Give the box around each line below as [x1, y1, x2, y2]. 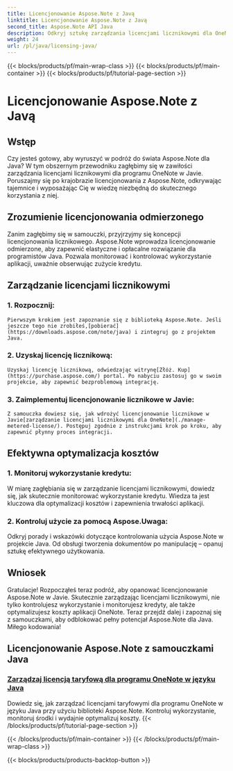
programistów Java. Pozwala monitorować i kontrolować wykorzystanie [7, 252, 212, 260]
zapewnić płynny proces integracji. [7, 429, 113, 436]
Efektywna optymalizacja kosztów [7, 447, 159, 459]
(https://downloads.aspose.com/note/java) [7, 328, 132, 335]
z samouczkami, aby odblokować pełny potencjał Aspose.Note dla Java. [7, 615, 214, 623]
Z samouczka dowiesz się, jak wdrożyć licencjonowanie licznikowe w [7, 411, 209, 418]
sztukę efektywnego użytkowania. [7, 547, 105, 555]
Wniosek [7, 567, 46, 579]
